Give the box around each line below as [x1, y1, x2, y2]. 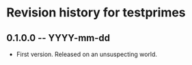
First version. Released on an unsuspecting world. [16, 50, 158, 58]
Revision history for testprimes [6, 5, 186, 21]
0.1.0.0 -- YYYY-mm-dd [6, 32, 111, 44]
